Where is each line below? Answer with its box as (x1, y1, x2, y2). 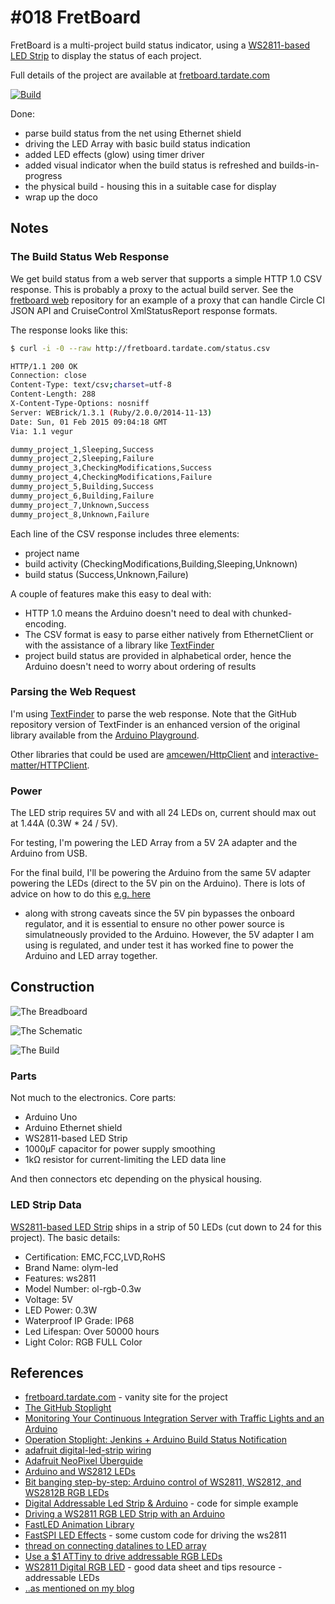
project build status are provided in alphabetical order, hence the (24, 649, 292, 661)
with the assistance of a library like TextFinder (24, 639, 215, 651)
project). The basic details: (10, 1231, 121, 1243)
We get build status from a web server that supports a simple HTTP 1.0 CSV (10, 272, 323, 285)
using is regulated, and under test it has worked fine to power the (24, 939, 295, 951)
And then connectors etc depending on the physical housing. (10, 1173, 263, 1185)
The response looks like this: (10, 324, 128, 336)
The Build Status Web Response (10, 250, 170, 264)
